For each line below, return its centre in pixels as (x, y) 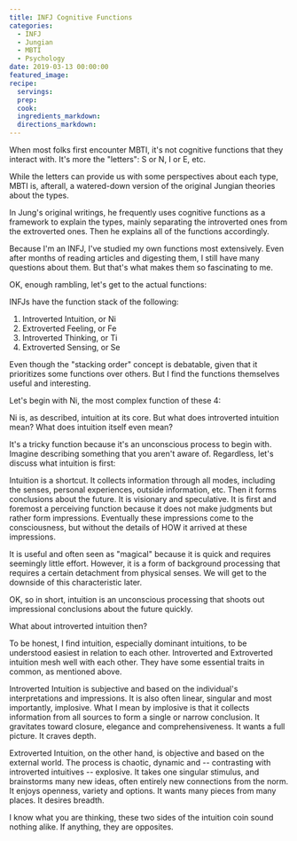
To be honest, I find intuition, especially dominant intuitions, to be (128, 643)
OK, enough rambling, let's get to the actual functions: (108, 284)
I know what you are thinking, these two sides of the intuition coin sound (141, 817)
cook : (27, 108)
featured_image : (39, 75)
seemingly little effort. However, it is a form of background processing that (145, 563)
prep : (27, 100)
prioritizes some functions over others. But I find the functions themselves (145, 374)
